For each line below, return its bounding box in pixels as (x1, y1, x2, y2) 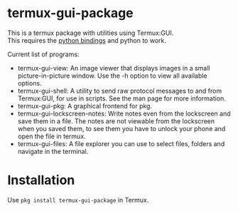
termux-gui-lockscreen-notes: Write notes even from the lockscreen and (17, 109, 231, 118)
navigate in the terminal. (17, 147, 89, 155)
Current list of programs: (7, 50, 80, 58)
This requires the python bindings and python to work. (7, 36, 167, 44)
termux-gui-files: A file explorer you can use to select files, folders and (17, 139, 225, 148)
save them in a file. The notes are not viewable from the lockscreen (17, 116, 215, 125)
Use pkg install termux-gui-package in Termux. (7, 195, 149, 204)
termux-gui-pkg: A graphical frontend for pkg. (17, 101, 153, 110)
